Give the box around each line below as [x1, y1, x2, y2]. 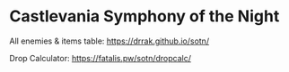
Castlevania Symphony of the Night [9, 6, 280, 27]
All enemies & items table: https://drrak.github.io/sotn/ [9, 36, 209, 46]
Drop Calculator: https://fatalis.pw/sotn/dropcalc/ [9, 52, 191, 63]
